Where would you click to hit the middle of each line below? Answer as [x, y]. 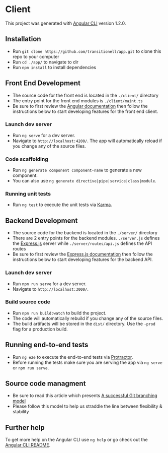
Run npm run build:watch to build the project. [59, 313]
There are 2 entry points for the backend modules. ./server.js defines [86, 238]
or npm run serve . [31, 368]
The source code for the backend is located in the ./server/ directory [85, 233]
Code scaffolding [27, 159]
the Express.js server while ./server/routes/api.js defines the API [82, 243]
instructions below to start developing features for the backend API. [82, 260]
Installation [23, 39]
